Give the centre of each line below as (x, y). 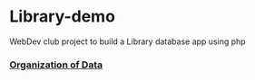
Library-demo (63, 17)
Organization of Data (56, 65)
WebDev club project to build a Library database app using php (128, 41)
